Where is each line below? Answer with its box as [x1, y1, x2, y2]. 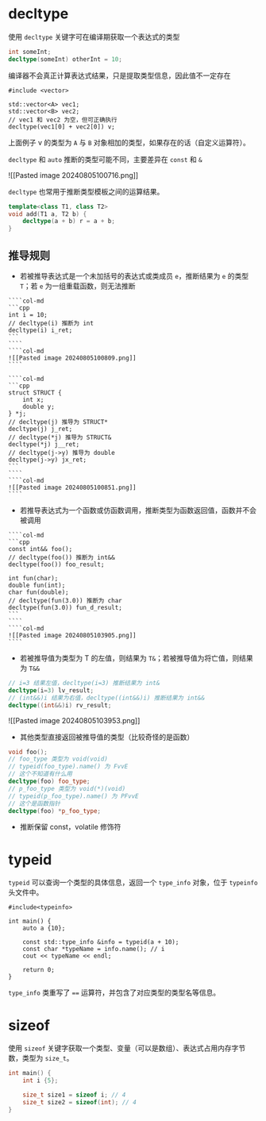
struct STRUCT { [8, 389, 62, 397]
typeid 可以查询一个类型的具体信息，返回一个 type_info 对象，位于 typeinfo [8, 878, 258, 888]
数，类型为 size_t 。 [8, 1054, 74, 1063]
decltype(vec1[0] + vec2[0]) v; [8, 122, 115, 131]
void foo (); [8, 748, 48, 756]
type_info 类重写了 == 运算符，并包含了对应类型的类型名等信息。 [8, 988, 221, 997]
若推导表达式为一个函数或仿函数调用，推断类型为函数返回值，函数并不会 [19, 506, 256, 514]
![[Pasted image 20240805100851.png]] [8, 483, 137, 491]
